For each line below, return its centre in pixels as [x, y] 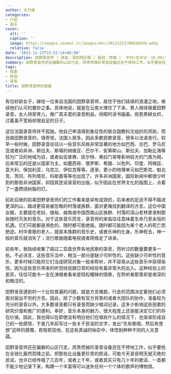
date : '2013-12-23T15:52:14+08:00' [43, 53]
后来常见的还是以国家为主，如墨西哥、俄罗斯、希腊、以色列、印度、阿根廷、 [85, 163]
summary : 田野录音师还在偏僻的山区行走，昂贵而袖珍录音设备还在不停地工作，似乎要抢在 [86, 62]
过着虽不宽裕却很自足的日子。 [36, 120]
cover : [12, 29]
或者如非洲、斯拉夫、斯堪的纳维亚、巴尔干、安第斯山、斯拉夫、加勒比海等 [88, 150]
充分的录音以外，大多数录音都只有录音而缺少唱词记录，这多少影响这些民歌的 [85, 304]
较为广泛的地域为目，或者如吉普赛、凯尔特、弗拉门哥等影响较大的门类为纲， [85, 157]
